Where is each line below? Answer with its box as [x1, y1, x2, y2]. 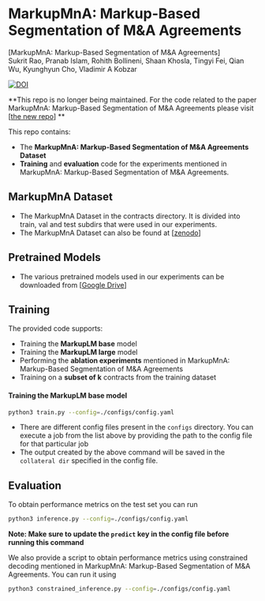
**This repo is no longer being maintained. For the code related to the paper [8, 95, 257, 104]
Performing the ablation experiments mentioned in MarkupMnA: [19, 356, 230, 365]
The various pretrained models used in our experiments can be [19, 271, 225, 281]
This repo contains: [8, 127, 71, 136]
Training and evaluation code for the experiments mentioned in [19, 159, 227, 168]
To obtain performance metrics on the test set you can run [8, 500, 199, 510]
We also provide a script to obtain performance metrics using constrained [8, 553, 248, 562]
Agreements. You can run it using [8, 569, 117, 580]
